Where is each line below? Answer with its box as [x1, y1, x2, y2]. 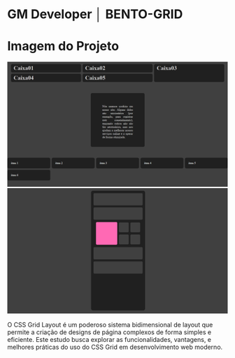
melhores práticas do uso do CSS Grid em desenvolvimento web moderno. [7, 343, 223, 352]
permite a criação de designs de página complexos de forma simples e [7, 328, 212, 336]
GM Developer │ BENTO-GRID [7, 6, 183, 22]
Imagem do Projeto [7, 38, 120, 55]
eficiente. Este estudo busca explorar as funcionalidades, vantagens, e [7, 336, 212, 344]
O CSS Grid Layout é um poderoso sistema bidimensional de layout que [7, 321, 213, 329]
